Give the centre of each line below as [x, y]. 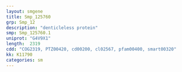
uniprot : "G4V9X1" [28, 38]
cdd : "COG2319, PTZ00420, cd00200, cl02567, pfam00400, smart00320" [91, 49]
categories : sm [25, 60]
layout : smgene [25, 11]
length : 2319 [23, 44]
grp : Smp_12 [20, 22]
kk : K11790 [19, 55]
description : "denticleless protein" [52, 28]
